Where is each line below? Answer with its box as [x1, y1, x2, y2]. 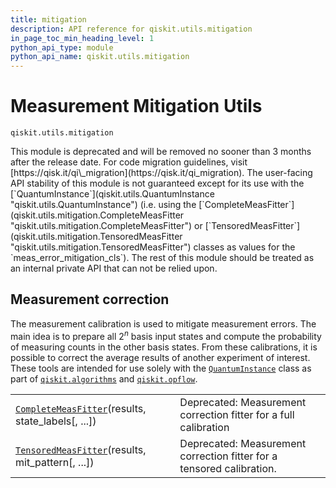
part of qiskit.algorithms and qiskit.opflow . [10, 372, 198, 385]
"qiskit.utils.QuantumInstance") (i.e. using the [10, 199, 197, 211]
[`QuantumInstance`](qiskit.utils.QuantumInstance [10, 188, 215, 200]
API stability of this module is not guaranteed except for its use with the [10, 177, 305, 190]
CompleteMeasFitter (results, [15, 401, 147, 415]
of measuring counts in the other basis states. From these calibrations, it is [10, 341, 318, 353]
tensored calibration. [179, 461, 277, 475]
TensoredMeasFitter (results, [15, 442, 147, 456]
